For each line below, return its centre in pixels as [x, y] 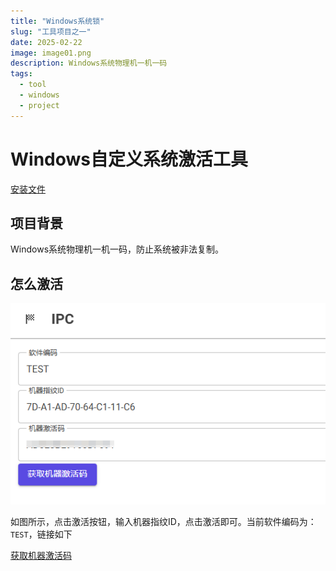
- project [39, 105]
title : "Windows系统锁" [57, 21]
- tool [33, 85]
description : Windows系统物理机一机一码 [89, 63]
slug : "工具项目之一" [51, 31]
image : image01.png [51, 53]
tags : [21, 74]
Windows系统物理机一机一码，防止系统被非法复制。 [117, 249]
